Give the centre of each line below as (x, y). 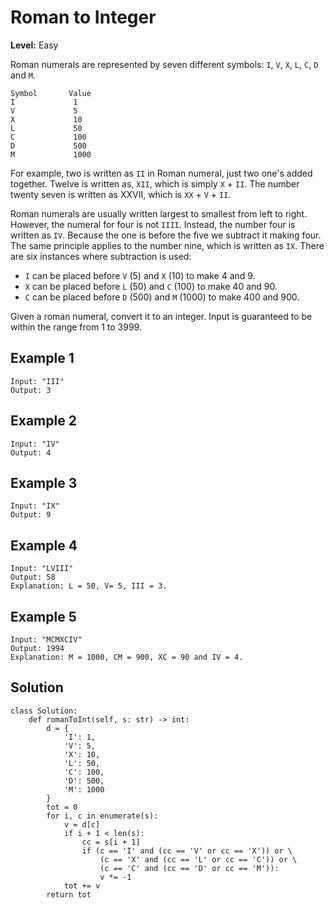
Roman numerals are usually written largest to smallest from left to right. (159, 213)
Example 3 (44, 482)
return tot (69, 894)
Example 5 (43, 616)
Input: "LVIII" (42, 569)
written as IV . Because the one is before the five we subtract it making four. (166, 235)
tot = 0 (62, 807)
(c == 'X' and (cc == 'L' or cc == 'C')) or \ (198, 859)
